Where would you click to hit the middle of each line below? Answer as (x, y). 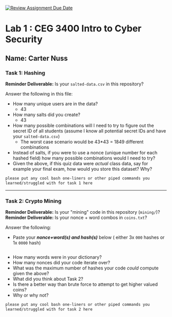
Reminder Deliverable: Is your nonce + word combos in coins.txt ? (76, 217)
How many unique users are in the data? (55, 104)
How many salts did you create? (46, 115)
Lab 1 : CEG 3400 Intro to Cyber (73, 29)
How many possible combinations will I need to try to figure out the (83, 125)
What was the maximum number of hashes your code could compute (85, 268)
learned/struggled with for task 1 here (49, 183)
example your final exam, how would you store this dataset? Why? (82, 169)
